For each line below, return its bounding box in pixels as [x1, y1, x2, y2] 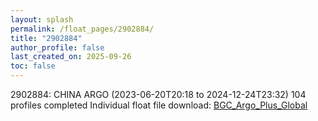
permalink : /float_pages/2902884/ [10, 24, 155, 34]
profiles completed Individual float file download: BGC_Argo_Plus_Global [10, 99, 308, 111]
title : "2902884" [10, 33, 83, 43]
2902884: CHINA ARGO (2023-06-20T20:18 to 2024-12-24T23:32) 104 [10, 89, 307, 100]
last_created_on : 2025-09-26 [10, 52, 132, 62]
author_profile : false [10, 42, 105, 53]
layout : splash [10, 14, 74, 25]
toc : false [10, 61, 56, 71]
